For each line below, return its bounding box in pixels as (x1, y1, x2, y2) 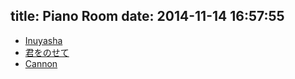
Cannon (24, 57, 58, 69)
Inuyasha (24, 34, 63, 46)
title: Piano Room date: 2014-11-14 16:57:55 (10, 8, 285, 25)
